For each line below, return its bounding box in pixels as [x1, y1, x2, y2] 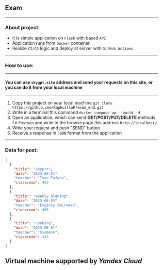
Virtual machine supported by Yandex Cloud [5, 257, 142, 265]
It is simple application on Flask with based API [12, 35, 106, 41]
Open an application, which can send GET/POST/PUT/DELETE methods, [12, 114, 157, 120]
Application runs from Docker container [12, 40, 90, 46]
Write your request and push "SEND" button [12, 125, 100, 131]
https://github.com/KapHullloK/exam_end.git [12, 105, 104, 110]
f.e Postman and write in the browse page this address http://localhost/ [12, 119, 157, 125]
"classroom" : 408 [14, 207, 49, 212]
